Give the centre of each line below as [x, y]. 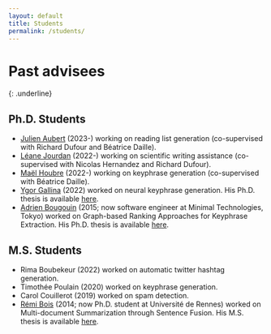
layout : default [36, 16]
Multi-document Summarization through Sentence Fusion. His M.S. [132, 312]
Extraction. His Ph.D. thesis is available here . [94, 225]
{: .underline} [30, 93]
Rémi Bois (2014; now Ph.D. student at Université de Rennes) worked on [140, 304]
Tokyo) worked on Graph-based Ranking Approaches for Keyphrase [134, 216]
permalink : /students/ [47, 31]
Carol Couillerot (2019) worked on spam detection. [104, 295]
